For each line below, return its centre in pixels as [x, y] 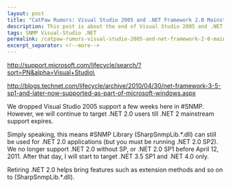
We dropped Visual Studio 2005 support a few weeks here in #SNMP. [106, 106]
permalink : [23, 39]
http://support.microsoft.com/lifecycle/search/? [75, 65]
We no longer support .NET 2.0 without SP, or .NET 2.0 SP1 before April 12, [113, 149]
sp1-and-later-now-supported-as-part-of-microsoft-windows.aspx [101, 93]
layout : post [26, 13]
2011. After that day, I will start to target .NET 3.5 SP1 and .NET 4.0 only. [108, 156]
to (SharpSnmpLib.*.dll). [41, 177]
